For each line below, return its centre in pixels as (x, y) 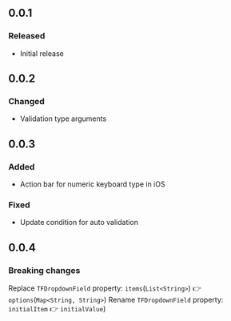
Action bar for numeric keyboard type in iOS (92, 184)
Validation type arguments (63, 118)
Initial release (42, 53)
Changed (27, 101)
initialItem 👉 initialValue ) (57, 309)
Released (27, 36)
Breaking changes (44, 270)
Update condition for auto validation (79, 223)
